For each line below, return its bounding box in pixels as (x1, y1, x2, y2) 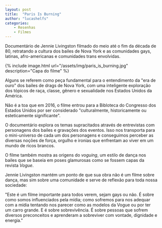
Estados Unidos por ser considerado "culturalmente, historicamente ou (5, 107, 147, 113)
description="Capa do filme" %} (5, 68, 69, 73)
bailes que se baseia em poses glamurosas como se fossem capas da (5, 158, 145, 163)
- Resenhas (14, 25, 36, 30)
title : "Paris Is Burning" (5, 12, 62, 17)
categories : (5, 20, 29, 26)
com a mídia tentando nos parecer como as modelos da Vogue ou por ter (5, 202, 151, 208)
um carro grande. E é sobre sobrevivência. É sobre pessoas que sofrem (5, 207, 148, 213)
